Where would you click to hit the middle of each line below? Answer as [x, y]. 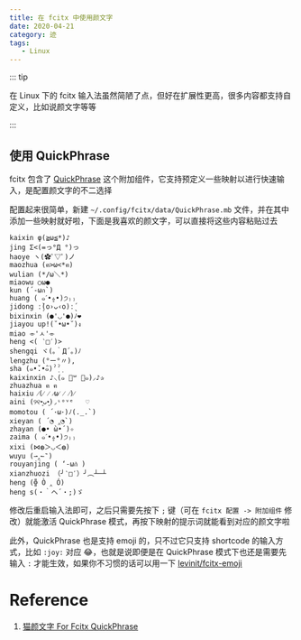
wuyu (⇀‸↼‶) [31, 456]
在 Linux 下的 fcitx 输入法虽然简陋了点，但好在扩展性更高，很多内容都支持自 [150, 96]
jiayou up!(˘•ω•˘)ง [45, 324]
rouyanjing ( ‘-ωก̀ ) [48, 464]
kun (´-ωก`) [32, 290]
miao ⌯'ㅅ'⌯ [32, 334]
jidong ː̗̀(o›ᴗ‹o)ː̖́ [42, 306]
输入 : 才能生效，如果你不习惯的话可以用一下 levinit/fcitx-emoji [126, 563]
